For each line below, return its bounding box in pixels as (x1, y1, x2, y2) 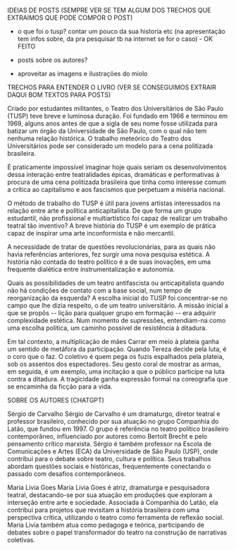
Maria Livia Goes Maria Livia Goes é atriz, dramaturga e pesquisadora (7, 483, 210, 491)
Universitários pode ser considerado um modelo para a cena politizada (7, 142, 213, 150)
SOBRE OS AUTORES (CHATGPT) (7, 396, 104, 404)
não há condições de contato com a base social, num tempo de (7, 286, 192, 295)
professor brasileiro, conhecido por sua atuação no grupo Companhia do (7, 417, 219, 425)
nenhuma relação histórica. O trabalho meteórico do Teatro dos (7, 134, 192, 142)
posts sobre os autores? (17, 56, 88, 64)
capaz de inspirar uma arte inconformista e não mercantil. (7, 229, 175, 237)
